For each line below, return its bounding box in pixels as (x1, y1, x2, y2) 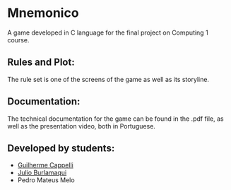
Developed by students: (7, 142, 115, 154)
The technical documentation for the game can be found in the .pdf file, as (7, 114, 224, 123)
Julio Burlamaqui (17, 168, 67, 177)
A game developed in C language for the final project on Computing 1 (7, 28, 208, 37)
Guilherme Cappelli (17, 161, 74, 170)
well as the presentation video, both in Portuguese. (7, 121, 155, 130)
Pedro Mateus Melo (17, 176, 76, 184)
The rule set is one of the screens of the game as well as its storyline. (7, 75, 210, 83)
